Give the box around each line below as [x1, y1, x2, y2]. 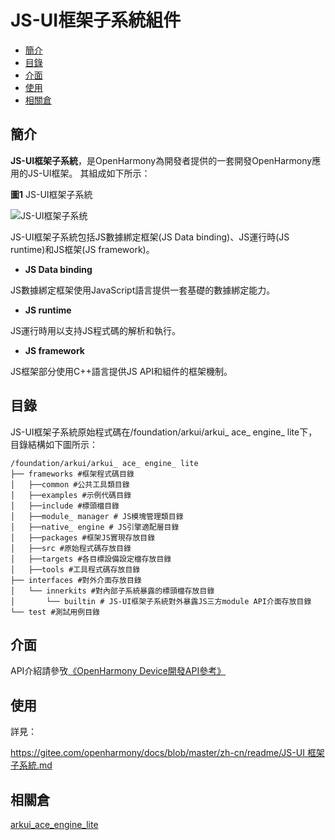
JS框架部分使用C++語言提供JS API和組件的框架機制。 [10, 365, 233, 377]
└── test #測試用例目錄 [10, 607, 100, 617]
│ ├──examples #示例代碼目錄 [10, 490, 132, 500]
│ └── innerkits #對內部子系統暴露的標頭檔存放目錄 [10, 586, 215, 596]
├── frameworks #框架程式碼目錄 [10, 469, 135, 479]
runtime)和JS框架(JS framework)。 [10, 243, 155, 255]
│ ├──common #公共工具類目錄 [10, 479, 130, 490]
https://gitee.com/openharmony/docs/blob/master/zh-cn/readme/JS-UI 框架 [10, 747, 325, 759]
